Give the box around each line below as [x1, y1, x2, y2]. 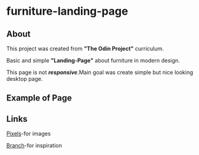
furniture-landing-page [6, 4, 128, 18]
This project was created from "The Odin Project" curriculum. [6, 45, 164, 52]
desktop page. [6, 75, 43, 82]
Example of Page [6, 93, 72, 104]
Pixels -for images [6, 130, 51, 137]
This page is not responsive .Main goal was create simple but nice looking [6, 69, 193, 76]
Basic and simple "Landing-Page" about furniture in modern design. [6, 57, 180, 64]
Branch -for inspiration [6, 142, 63, 149]
